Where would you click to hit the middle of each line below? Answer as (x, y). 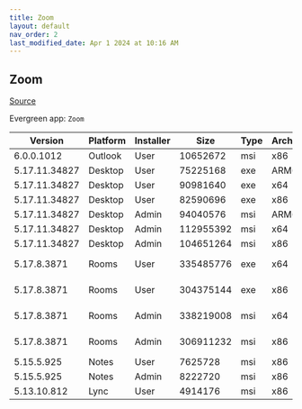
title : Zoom (31, 18)
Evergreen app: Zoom (47, 119)
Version (47, 141)
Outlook (105, 156)
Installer (152, 141)
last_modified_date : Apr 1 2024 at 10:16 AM (94, 43)
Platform (107, 141)
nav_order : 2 (34, 34)
